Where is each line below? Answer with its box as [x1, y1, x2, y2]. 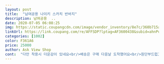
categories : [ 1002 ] [5, 34, 45, 39]
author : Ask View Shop [5, 47, 51, 52]
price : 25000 [5, 43, 32, 48]
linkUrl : [5, 29, 23, 34]
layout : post [5, 7, 32, 12]
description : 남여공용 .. [5, 16, 56, 21]
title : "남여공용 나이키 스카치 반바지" [5, 12, 77, 16]
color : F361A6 [5, 38, 34, 43]
